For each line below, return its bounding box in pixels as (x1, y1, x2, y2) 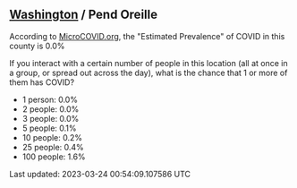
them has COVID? (9, 76, 74, 88)
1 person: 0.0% (21, 94, 79, 105)
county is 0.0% (9, 40, 65, 51)
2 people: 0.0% (21, 103, 80, 115)
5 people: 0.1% (21, 123, 78, 133)
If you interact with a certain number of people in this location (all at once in (9, 57, 288, 68)
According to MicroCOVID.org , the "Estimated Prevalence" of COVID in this (9, 30, 285, 41)
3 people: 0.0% (21, 113, 80, 124)
